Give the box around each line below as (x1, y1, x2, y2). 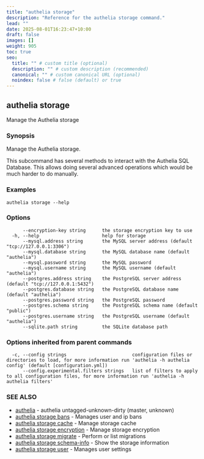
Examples (6, 185, 37, 194)
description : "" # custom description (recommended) (12, 65, 149, 72)
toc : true (6, 49, 32, 55)
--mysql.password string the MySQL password (22, 259, 151, 266)
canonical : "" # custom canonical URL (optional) (12, 72, 140, 78)
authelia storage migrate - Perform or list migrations (15, 433, 146, 440)
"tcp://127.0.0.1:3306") (6, 243, 70, 250)
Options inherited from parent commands (6, 338, 133, 346)
